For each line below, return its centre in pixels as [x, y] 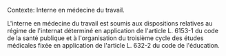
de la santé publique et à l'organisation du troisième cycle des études [105, 38]
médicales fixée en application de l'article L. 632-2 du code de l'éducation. [114, 45]
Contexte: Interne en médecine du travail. [66, 10]
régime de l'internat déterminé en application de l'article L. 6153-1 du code [113, 31]
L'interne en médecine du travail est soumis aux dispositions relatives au [110, 23]
